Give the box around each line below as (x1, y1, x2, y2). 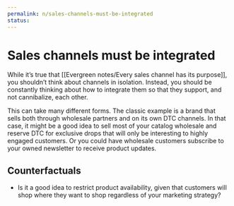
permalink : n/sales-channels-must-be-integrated (7, 10, 153, 18)
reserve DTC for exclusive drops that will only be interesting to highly (7, 129, 209, 138)
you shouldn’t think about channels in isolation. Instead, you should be (7, 78, 212, 87)
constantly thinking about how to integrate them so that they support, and (7, 85, 222, 94)
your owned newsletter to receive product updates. (7, 144, 157, 152)
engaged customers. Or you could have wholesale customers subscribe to (7, 137, 224, 145)
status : (7, 17, 30, 24)
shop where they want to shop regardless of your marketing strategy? (17, 191, 221, 200)
